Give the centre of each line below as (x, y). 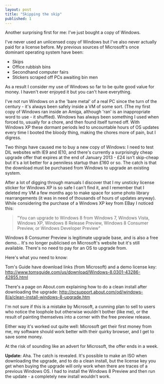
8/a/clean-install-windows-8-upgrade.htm (48, 297)
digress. (13, 138)
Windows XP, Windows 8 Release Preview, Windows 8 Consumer (83, 223)
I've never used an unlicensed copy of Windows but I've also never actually (81, 42)
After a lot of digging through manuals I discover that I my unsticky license (80, 182)
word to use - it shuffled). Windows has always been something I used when (82, 117)
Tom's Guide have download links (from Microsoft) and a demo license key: (81, 267)
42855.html (17, 277)
